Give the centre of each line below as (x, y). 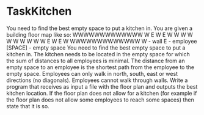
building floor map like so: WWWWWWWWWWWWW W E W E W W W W (100, 34)
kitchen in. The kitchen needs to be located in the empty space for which (98, 54)
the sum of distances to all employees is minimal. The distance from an (96, 61)
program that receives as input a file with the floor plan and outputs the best (102, 86)
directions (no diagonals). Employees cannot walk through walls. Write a (97, 80)
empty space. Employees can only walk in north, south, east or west (92, 73)
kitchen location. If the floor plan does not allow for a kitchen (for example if (102, 93)
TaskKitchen (39, 11)
